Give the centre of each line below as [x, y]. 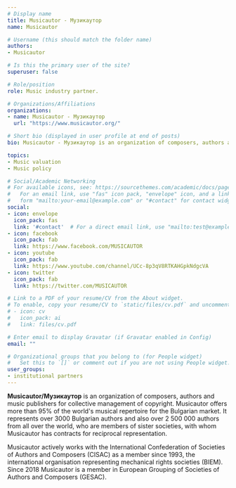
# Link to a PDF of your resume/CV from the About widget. [96, 298]
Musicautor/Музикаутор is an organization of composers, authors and [111, 396]
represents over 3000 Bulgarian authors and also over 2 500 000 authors [113, 418]
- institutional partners [45, 376]
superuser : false [33, 72]
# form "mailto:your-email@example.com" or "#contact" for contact [111, 201]
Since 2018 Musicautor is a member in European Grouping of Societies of [113, 469]
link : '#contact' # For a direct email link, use [89, 227]
